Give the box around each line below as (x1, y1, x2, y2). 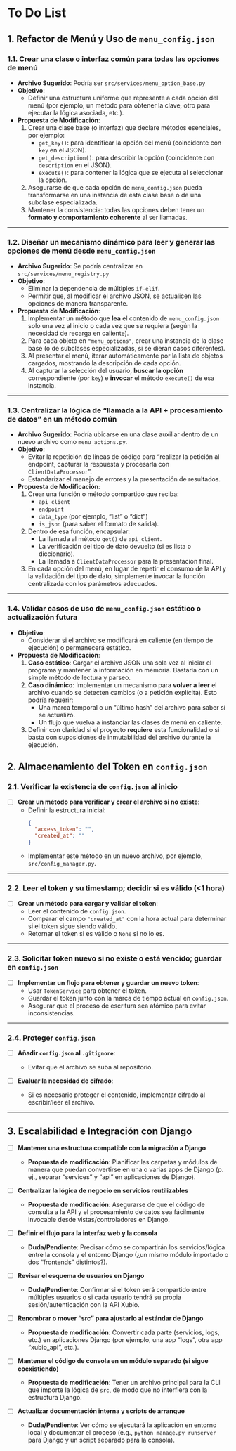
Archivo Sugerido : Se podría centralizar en (17, 262, 143, 271)
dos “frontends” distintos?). (27, 1258, 108, 1266)
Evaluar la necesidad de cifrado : (17, 1076, 114, 1085)
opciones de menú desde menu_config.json (7, 246, 156, 256)
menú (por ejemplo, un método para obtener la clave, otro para (27, 100, 211, 110)
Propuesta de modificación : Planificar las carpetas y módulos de (27, 1158, 218, 1166)
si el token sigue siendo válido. (27, 922, 117, 930)
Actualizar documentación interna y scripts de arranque (17, 1407, 185, 1415)
